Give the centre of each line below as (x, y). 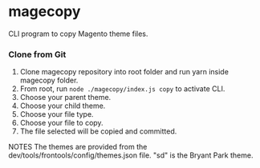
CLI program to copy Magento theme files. (78, 34)
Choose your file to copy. (61, 123)
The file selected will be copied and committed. (98, 131)
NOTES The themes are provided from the (78, 147)
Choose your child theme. (63, 106)
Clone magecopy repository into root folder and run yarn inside (124, 72)
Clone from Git (37, 54)
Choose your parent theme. (65, 98)
